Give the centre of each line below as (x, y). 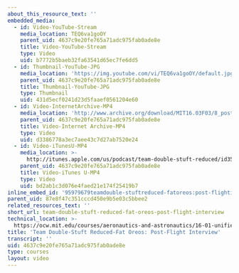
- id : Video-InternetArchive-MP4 (63, 107)
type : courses (28, 252)
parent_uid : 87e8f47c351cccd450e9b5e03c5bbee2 (78, 199)
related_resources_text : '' (49, 206)
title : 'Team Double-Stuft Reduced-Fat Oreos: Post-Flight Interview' (114, 232)
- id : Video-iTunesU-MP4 (51, 146)
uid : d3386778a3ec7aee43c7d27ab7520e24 (79, 139)
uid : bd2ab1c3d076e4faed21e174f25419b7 (79, 186)
